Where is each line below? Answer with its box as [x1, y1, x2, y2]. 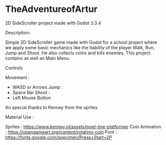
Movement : [5, 74, 30, 80]
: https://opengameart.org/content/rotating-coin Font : [5, 129, 117, 135]
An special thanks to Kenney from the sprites [5, 104, 98, 110]
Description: [5, 29, 30, 35]
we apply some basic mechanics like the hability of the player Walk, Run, [5, 44, 155, 50]
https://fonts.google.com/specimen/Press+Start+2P [5, 134, 112, 140]
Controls [5, 65, 23, 71]
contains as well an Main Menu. [5, 55, 70, 61]
